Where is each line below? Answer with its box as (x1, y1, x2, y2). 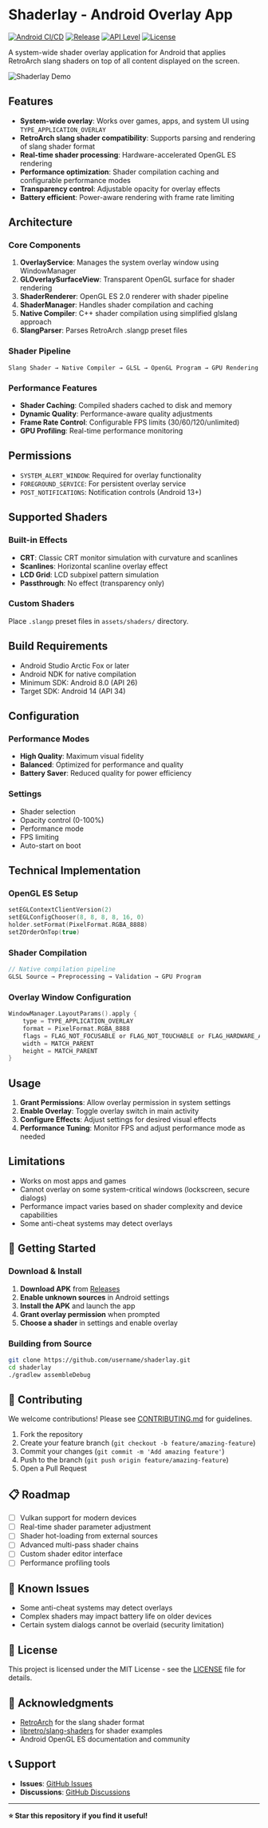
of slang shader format (19, 142, 96, 151)
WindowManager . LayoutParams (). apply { (8, 1010, 137, 1018)
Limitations (8, 1155, 65, 1168)
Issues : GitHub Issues (19, 1778, 93, 1788)
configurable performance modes (19, 175, 132, 185)
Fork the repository (19, 1430, 84, 1439)
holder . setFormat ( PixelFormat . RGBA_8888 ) (8, 921, 148, 929)
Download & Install (8, 1266, 82, 1277)
